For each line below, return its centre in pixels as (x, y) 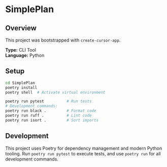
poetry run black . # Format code (51, 111)
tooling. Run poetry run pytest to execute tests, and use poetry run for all (83, 153)
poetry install (21, 88)
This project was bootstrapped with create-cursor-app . (63, 40)
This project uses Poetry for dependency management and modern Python (84, 148)
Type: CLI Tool (21, 50)
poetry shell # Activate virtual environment (55, 92)
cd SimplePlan (20, 83)
